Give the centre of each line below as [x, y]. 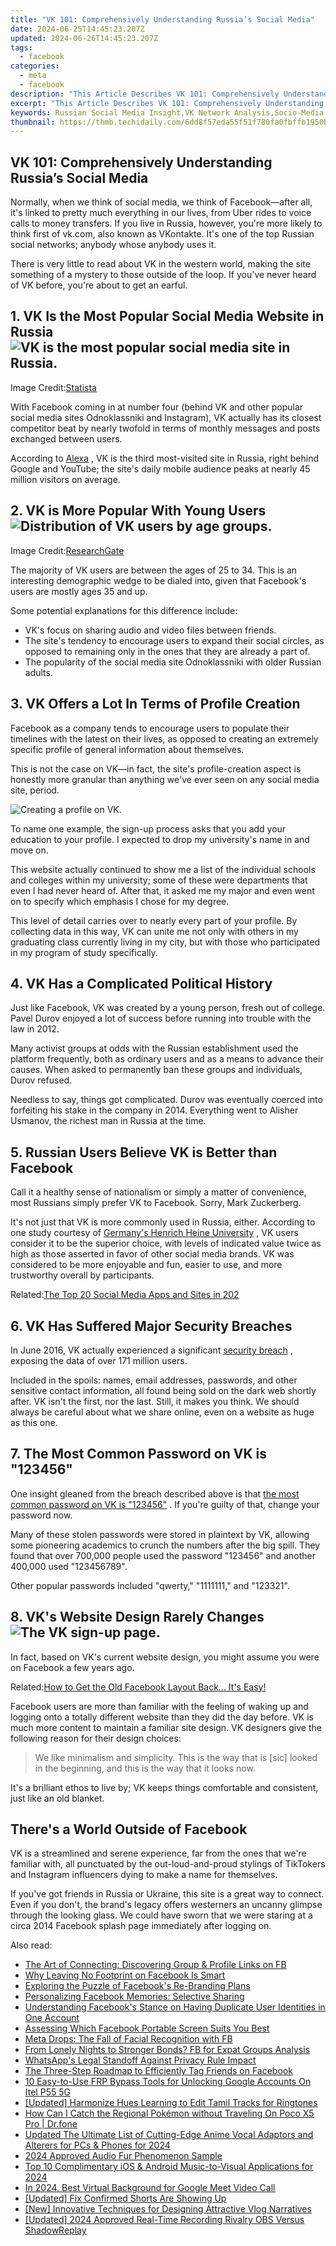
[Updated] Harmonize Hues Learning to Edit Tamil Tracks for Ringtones [171, 2103]
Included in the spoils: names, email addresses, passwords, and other [154, 1380]
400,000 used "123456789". [69, 1566]
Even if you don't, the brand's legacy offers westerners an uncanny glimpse [166, 1905]
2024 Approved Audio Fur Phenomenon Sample [123, 2156]
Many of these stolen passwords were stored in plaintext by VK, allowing [160, 1534]
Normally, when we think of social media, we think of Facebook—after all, [161, 202]
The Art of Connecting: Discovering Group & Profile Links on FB [155, 1965]
